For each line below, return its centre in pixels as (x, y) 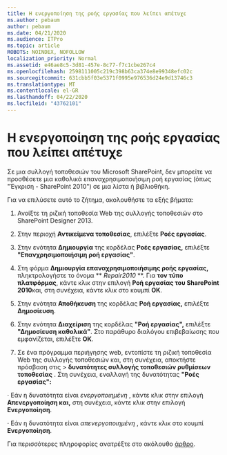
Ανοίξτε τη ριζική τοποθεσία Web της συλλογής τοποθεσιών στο (110, 213)
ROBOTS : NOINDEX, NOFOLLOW (46, 53)
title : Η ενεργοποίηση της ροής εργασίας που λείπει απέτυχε (97, 13)
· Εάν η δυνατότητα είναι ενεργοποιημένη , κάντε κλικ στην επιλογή (105, 395)
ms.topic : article (33, 46)
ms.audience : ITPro (35, 39)
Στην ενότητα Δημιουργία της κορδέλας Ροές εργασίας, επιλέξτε (113, 247)
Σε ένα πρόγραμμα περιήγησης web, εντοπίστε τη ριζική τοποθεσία (114, 352)
